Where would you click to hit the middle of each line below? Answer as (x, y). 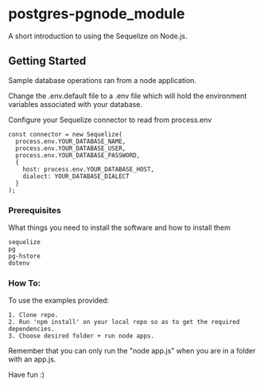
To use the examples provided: (59, 301)
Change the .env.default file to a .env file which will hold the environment (128, 96)
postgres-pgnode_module (97, 14)
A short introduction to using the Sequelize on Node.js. (98, 36)
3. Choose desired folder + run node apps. (82, 336)
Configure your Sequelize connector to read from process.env (110, 120)
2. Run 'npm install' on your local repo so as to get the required (124, 322)
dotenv (19, 263)
